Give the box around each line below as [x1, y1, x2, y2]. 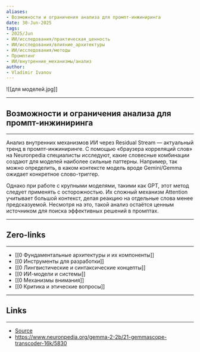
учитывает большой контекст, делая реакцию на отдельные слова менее [6, 195, 193, 202]
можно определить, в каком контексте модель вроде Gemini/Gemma [6, 164, 183, 172]
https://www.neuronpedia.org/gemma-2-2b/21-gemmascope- [14, 333, 167, 340]
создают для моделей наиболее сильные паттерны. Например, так [6, 158, 177, 165]
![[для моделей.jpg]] [6, 85, 58, 93]
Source [14, 327, 33, 334]
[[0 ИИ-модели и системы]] [14, 270, 86, 277]
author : [6, 64, 26, 70]
